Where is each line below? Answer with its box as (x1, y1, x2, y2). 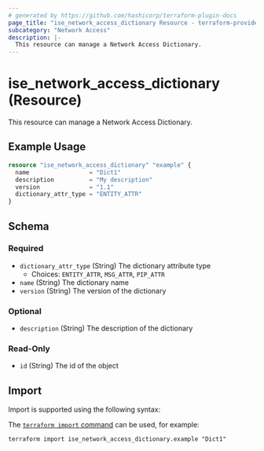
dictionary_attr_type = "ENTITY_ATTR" (15, 190, 143, 198)
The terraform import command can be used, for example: (8, 420, 200, 430)
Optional (8, 305, 42, 316)
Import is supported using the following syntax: (8, 405, 161, 414)
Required (8, 243, 44, 254)
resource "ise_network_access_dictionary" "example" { (8, 161, 192, 169)
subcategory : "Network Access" (8, 26, 111, 34)
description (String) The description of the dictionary (19, 323, 193, 333)
